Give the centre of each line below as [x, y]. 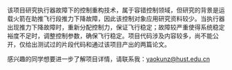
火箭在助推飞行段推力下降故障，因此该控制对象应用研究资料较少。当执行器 [119, 19]
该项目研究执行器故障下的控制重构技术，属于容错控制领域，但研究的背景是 [113, 10]
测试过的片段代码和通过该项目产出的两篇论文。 [104, 44]
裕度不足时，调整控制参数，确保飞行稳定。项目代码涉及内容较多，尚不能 [110, 36]
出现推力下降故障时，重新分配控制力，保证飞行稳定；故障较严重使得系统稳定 [116, 27]
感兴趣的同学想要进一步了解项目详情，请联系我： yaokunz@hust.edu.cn [109, 59]
